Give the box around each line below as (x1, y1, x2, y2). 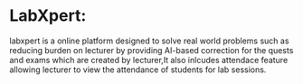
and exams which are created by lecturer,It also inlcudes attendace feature (9, 54, 289, 65)
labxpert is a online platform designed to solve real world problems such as (9, 35, 289, 46)
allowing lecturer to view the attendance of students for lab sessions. (9, 64, 267, 75)
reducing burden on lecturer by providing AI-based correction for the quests (9, 44, 294, 55)
